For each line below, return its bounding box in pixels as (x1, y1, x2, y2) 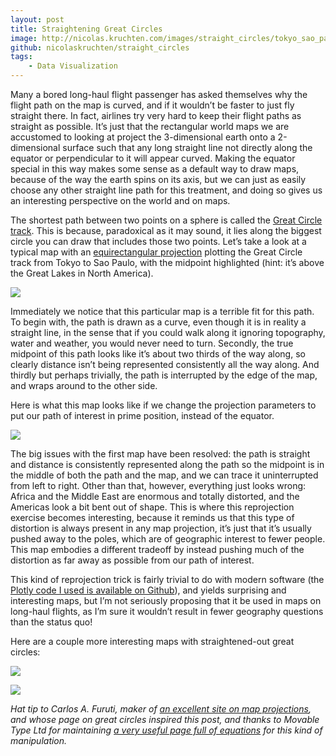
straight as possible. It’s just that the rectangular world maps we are (10, 121, 290, 132)
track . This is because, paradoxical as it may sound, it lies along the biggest (10, 225, 322, 236)
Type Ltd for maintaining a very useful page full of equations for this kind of (10, 724, 323, 736)
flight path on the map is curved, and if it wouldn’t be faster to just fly (10, 99, 295, 111)
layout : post (10, 14, 65, 25)
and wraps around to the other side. (10, 380, 158, 391)
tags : (10, 52, 33, 62)
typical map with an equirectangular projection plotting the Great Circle (10, 246, 303, 258)
